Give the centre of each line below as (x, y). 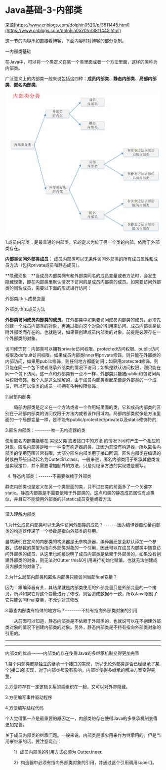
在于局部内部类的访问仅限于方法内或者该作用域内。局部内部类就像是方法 (83, 414)
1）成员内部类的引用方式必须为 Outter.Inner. (58, 752)
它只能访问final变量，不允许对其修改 (42, 600)
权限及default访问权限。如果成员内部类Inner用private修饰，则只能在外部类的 (83, 355)
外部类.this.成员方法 (25, 309)
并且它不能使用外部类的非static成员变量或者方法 (62, 499)
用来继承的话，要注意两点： (33, 741)
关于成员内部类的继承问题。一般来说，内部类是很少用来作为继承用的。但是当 (83, 735)
